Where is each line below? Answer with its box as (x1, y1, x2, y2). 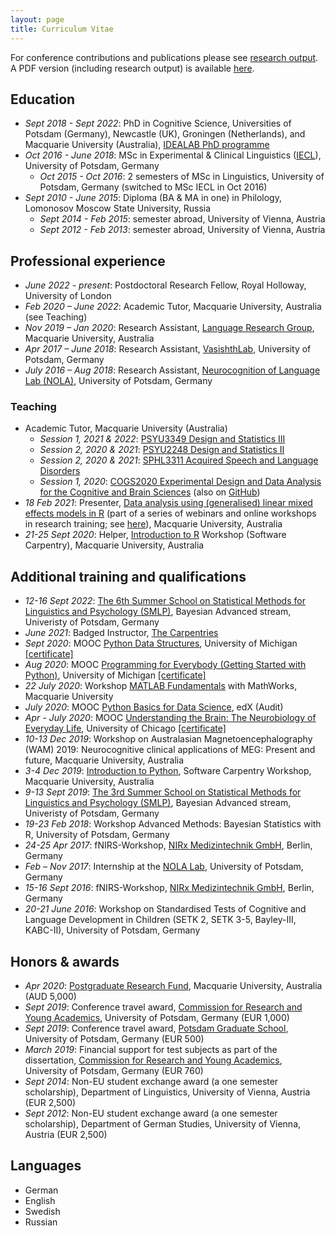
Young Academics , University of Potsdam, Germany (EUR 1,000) (24, 1012, 290, 1024)
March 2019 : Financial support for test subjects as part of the (24, 1044, 278, 1056)
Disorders (39, 465, 81, 477)
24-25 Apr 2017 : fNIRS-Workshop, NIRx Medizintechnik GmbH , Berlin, (24, 839, 313, 851)
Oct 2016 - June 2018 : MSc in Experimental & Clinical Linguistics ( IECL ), (24, 149, 322, 161)
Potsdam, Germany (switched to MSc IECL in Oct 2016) (39, 181, 268, 193)
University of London (24, 290, 112, 302)
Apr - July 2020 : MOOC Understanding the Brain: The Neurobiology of (24, 712, 317, 724)
